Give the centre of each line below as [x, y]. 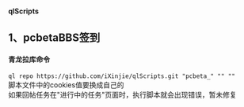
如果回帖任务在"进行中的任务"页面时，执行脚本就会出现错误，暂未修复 [123, 95]
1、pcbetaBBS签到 [54, 37]
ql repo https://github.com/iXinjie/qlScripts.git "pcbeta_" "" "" [122, 76]
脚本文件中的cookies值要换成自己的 [66, 85]
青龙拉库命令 [29, 59]
